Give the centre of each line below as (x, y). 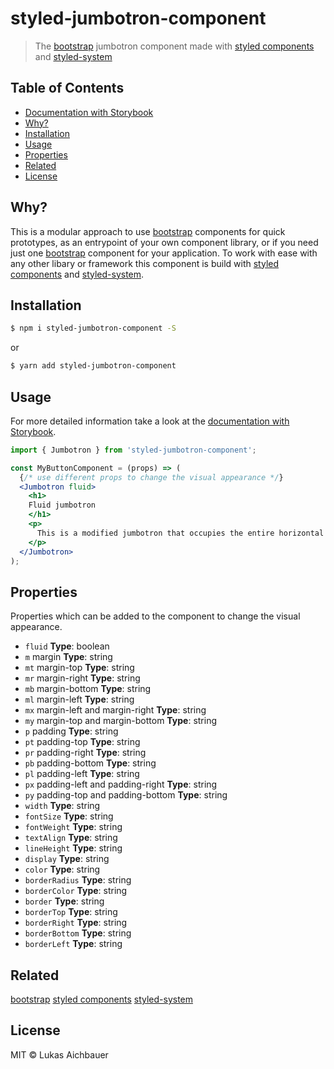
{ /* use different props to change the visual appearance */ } (151, 477)
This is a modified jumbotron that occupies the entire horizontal (180, 533)
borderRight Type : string (76, 923)
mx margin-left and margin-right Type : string (115, 710)
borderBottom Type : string (78, 933)
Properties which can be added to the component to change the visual (155, 616)
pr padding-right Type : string (85, 753)
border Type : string (64, 901)
